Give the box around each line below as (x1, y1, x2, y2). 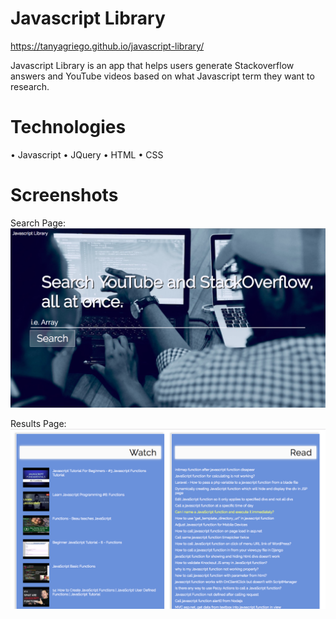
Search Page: (10, 217, 66, 229)
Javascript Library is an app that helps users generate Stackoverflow (10, 59, 295, 71)
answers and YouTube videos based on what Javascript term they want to (10, 70, 315, 82)
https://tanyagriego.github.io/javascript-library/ (10, 40, 205, 52)
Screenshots (10, 184, 119, 207)
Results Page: (10, 418, 67, 430)
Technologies (10, 116, 127, 139)
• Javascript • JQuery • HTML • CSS (10, 148, 164, 161)
